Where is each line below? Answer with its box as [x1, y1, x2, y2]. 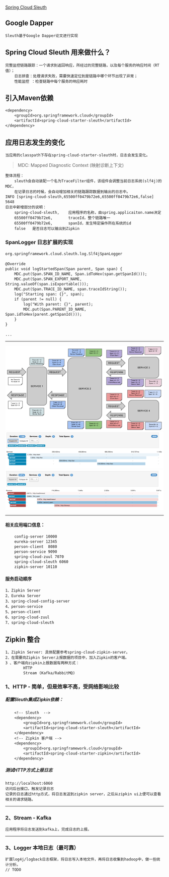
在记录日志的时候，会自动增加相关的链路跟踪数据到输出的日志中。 [14, 189, 131, 195]
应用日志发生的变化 [5, 138, 65, 147]
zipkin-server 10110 [14, 564, 57, 569]
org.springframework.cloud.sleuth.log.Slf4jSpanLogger [5, 251, 123, 256]
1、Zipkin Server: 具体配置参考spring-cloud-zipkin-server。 [5, 650, 130, 655]
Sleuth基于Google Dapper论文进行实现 [5, 33, 78, 38]
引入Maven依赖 [5, 94, 54, 102]
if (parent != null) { [14, 297, 62, 302]
